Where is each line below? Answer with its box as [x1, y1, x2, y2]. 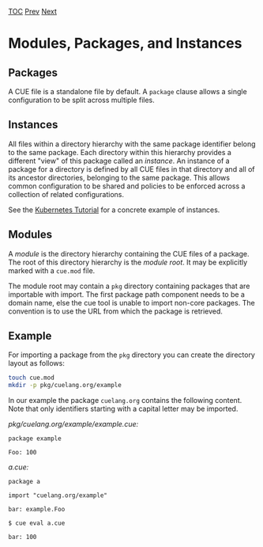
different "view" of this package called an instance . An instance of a [8, 156, 231, 165]
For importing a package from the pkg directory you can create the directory [8, 350, 255, 359]
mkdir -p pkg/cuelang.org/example [8, 382, 122, 389]
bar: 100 [8, 534, 37, 541]
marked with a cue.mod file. [8, 265, 96, 275]
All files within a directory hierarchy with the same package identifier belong [8, 139, 256, 149]
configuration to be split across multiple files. [8, 95, 156, 104]
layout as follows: [8, 359, 65, 368]
